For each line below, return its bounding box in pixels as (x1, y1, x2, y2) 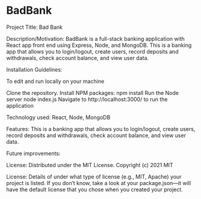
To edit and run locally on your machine (6, 78, 105, 85)
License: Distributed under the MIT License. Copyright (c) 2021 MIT (6, 161, 173, 168)
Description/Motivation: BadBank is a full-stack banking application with (6, 35, 185, 42)
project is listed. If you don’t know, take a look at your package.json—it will (6, 179, 191, 186)
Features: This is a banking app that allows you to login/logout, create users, (6, 125, 196, 132)
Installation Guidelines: (6, 66, 63, 73)
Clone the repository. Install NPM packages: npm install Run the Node (6, 89, 179, 96)
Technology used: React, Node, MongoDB (6, 114, 111, 121)
